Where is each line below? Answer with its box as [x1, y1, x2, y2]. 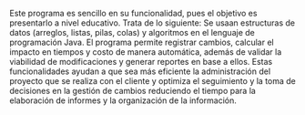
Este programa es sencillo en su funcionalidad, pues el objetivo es [9, 8, 258, 18]
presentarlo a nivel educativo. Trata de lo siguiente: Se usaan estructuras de [9, 17, 296, 28]
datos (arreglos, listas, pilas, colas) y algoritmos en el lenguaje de [9, 27, 255, 37]
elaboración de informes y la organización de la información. [9, 95, 237, 106]
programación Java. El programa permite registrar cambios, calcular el [9, 37, 275, 47]
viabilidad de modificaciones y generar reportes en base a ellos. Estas [9, 57, 273, 67]
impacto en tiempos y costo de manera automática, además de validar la [9, 47, 282, 57]
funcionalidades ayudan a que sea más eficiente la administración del [9, 66, 271, 77]
